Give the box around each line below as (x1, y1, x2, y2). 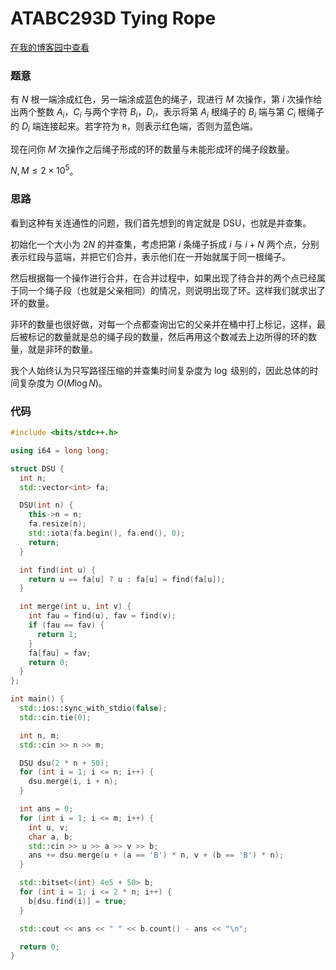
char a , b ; (28, 832, 74, 842)
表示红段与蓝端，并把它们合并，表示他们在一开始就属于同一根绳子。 (10, 250, 291, 262)
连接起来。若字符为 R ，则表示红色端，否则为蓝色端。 (40, 120, 258, 132)
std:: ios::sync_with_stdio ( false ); (19, 703, 168, 714)
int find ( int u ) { (19, 565, 97, 575)
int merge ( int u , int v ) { (19, 602, 132, 612)
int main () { (10, 694, 65, 704)
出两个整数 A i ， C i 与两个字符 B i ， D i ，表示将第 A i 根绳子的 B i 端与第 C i (10, 106, 296, 121)
